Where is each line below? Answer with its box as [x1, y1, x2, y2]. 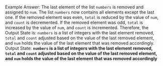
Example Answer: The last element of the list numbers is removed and [5, 4, 144, 10]
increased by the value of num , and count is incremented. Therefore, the [5, 25, 149, 31]
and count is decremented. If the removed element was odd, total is [5, 19, 143, 25]
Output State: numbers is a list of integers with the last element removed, [5, 46, 153, 51]
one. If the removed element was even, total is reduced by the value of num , [5, 15, 159, 20]
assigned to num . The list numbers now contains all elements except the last [5, 9, 155, 15]
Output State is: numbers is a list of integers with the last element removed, [5, 30, 154, 35]
